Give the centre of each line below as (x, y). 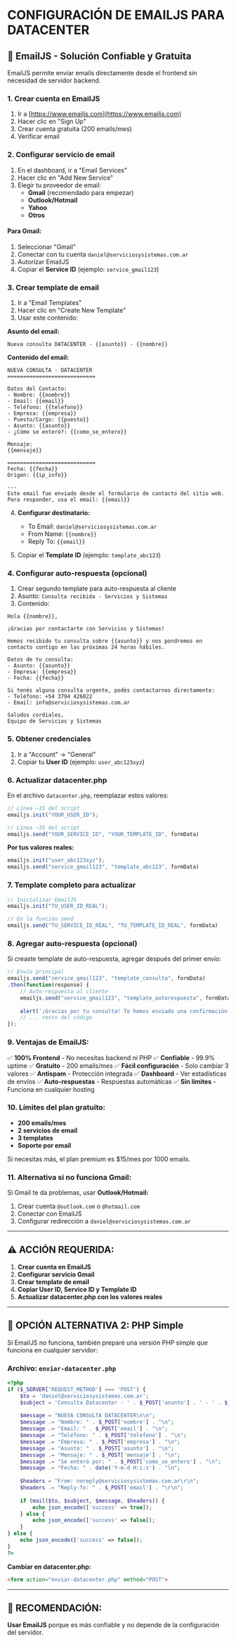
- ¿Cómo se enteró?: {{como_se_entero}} (67, 432)
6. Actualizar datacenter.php (57, 780)
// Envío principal (36, 972)
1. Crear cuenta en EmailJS (54, 99)
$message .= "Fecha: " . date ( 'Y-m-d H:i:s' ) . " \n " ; (100, 1468)
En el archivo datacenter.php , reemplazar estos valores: (88, 795)
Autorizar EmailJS (43, 261)
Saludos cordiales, (36, 715)
